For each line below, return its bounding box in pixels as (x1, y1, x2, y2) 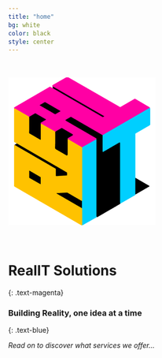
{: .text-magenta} (8, 288, 64, 297)
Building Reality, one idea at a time (8, 308, 142, 319)
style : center (8, 38, 55, 46)
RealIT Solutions (8, 262, 117, 280)
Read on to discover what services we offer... (8, 341, 155, 350)
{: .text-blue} (8, 326, 50, 335)
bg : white (8, 21, 41, 29)
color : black (8, 29, 51, 37)
